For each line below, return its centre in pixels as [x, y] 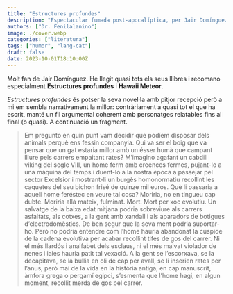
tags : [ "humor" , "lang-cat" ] [49, 46]
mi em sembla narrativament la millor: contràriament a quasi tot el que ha [111, 107]
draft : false [26, 53]
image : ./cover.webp [37, 33]
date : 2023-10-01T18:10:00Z [48, 59]
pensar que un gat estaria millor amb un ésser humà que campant [118, 149]
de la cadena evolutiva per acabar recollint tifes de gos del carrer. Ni [122, 238]
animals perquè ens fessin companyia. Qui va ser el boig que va [115, 142]
